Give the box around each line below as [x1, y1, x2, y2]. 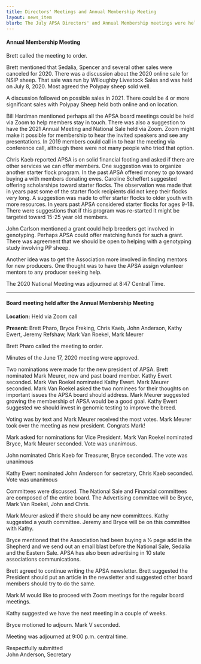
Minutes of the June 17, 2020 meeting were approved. [6, 354, 139, 361]
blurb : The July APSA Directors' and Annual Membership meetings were [6, 20, 186, 26]
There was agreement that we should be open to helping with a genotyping [6, 238, 191, 245]
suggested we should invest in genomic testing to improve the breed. [6, 403, 176, 411]
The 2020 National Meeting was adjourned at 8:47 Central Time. [6, 280, 166, 287]
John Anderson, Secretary [6, 651, 72, 658]
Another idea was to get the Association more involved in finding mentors [6, 256, 187, 263]
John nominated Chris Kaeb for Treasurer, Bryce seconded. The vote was [6, 451, 188, 459]
